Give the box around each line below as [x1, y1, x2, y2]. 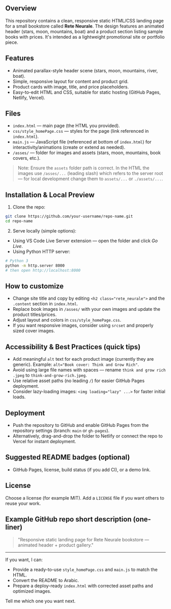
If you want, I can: [5, 557, 43, 563]
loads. [12, 394, 26, 400]
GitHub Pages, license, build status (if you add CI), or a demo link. [12, 467, 151, 473]
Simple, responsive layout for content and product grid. [12, 78, 129, 84]
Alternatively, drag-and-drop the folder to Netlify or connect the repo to [12, 433, 163, 439]
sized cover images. [12, 328, 55, 334]
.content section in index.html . [12, 301, 78, 307]
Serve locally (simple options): [12, 228, 76, 234]
